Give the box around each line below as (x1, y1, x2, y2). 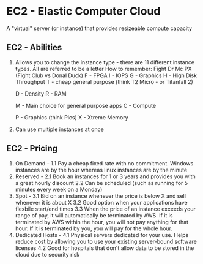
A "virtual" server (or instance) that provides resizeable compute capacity (6, 25, 193, 32)
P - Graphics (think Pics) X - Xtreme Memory (15, 113, 128, 121)
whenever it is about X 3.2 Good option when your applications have (15, 198, 188, 206)
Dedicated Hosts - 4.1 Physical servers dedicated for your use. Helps (15, 231, 189, 238)
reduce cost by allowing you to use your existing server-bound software (15, 238, 197, 245)
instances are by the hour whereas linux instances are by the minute (15, 166, 188, 173)
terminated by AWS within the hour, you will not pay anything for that (15, 218, 188, 225)
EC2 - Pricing (6, 143, 58, 154)
